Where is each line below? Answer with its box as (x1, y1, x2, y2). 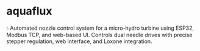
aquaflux (6, 4, 52, 18)
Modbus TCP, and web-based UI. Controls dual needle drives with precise (6, 31, 193, 38)
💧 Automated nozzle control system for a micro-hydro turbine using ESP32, (6, 24, 194, 32)
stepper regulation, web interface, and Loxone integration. (6, 38, 152, 45)
